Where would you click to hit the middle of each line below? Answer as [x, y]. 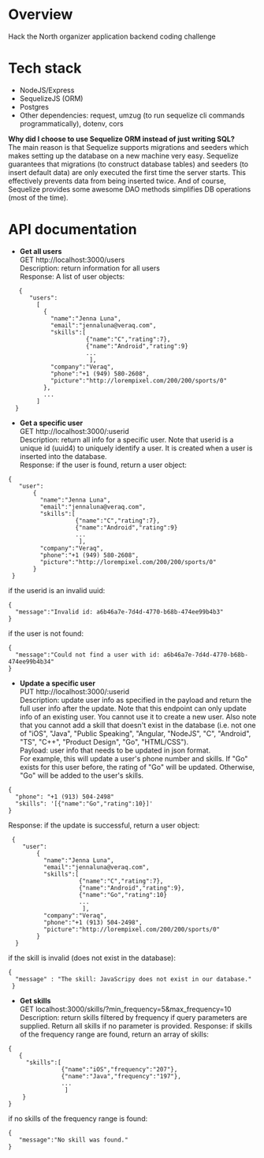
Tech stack [45, 68]
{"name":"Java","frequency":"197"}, [121, 1076]
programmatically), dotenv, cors [71, 123]
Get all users [41, 251]
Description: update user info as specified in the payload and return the [136, 700]
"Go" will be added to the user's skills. [82, 775]
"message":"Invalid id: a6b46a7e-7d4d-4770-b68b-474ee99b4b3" [119, 612]
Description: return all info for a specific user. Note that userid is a [126, 439]
